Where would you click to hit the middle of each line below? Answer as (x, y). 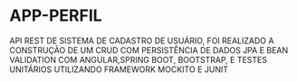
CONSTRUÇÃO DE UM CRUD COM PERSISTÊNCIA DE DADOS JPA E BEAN (149, 50)
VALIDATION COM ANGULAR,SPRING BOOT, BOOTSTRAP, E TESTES (138, 59)
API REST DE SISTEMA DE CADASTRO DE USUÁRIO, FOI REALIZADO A (142, 41)
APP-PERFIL (56, 16)
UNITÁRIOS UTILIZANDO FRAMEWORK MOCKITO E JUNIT (119, 69)
